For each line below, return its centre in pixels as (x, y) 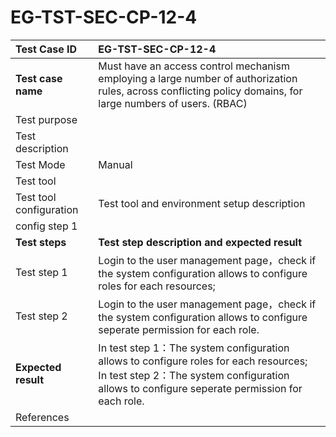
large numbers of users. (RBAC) (173, 103)
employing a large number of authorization (198, 78)
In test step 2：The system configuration (194, 375)
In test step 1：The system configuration (194, 348)
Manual (115, 164)
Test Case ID (46, 49)
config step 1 (46, 226)
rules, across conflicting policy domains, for (200, 91)
